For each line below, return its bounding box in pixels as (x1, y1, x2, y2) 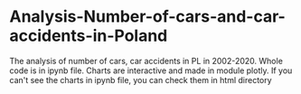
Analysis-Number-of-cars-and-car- (9, 6, 287, 27)
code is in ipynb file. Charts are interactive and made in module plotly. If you (9, 65, 293, 76)
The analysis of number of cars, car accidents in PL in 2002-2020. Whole (9, 55, 283, 66)
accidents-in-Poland (9, 25, 168, 46)
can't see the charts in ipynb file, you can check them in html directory (9, 74, 273, 85)
